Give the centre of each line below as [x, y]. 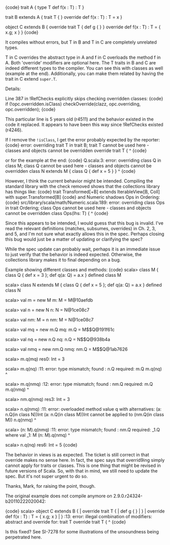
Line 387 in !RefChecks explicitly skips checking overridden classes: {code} [84, 99]
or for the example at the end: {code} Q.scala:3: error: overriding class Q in [83, 160]
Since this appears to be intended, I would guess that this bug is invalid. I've [84, 223]
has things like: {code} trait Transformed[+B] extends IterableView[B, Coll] [83, 192]
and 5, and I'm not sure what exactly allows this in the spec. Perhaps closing [85, 234]
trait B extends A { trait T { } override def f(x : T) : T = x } [64, 17]
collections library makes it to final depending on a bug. [63, 260]
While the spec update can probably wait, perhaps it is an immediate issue [83, 249]
